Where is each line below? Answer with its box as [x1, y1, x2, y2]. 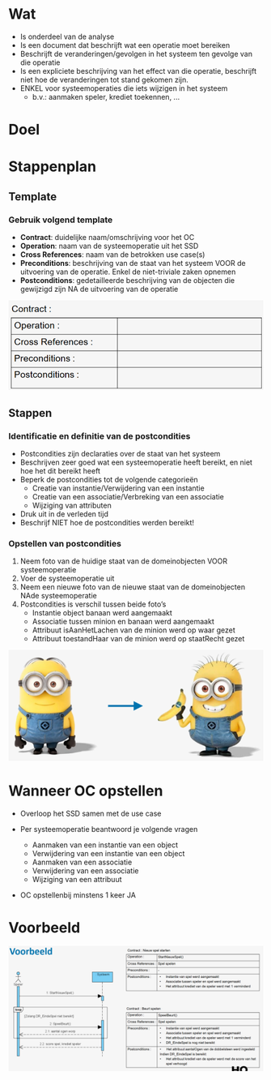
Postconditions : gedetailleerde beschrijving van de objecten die [19, 276, 235, 285]
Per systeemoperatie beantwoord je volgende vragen [19, 824, 198, 834]
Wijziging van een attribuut [32, 874, 122, 884]
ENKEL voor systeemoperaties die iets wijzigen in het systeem [19, 83, 228, 93]
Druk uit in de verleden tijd [19, 508, 109, 519]
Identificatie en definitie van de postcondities [8, 431, 191, 442]
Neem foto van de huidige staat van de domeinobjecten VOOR [19, 556, 228, 566]
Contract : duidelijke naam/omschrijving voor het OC [19, 233, 195, 242]
